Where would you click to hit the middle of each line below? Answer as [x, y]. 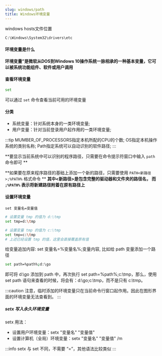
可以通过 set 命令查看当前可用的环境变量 [46, 100]
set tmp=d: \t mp [20, 221]
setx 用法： [16, 322]
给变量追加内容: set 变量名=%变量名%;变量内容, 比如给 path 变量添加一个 [78, 249]
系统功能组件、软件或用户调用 [43, 67]
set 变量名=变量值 [21, 209]
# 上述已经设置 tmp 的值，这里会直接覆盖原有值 [47, 239]
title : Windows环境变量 [27, 14]
